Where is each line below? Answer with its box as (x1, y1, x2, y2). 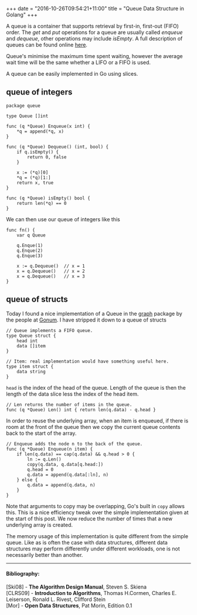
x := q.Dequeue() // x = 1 (16, 263, 85, 269)
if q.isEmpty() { (16, 149, 59, 155)
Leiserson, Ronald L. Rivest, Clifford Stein (6, 596, 106, 603)
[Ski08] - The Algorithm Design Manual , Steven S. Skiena (6, 583, 147, 590)
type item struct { (6, 363, 54, 369)
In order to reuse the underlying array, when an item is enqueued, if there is (6, 417, 189, 424)
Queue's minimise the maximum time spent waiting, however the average (6, 53, 183, 59)
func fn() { (6, 227, 35, 233)
